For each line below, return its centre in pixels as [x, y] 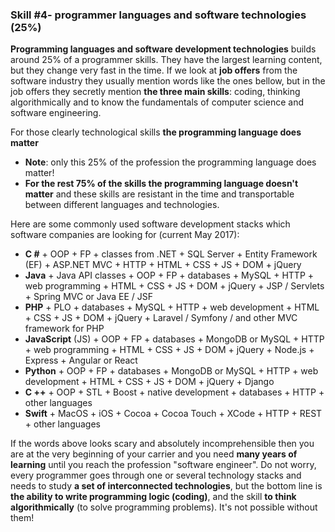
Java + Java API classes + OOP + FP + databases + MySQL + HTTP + [169, 275]
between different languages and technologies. [122, 205]
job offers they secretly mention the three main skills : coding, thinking [155, 92]
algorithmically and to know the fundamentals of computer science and [157, 102]
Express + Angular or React [81, 360]
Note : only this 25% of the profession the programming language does [170, 162]
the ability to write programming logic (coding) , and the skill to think [153, 497]
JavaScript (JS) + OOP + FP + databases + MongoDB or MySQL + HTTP [174, 339]
